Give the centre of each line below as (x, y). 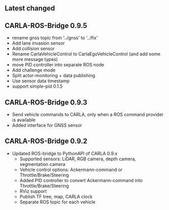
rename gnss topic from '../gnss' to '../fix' (55, 38)
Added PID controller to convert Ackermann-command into (81, 180)
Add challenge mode (34, 70)
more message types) (35, 59)
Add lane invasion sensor (38, 43)
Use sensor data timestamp (41, 81)
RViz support (33, 191)
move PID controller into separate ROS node (58, 65)
